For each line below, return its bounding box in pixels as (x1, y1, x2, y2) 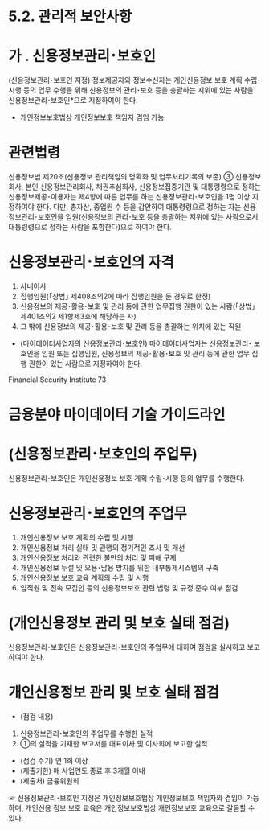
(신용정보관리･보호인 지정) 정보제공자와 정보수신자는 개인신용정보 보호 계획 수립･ (8, 76, 261, 85)
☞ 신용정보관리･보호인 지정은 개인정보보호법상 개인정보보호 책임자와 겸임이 (8, 793, 245, 803)
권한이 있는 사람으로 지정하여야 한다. (28, 359, 143, 368)
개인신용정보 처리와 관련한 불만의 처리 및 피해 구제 (19, 553, 177, 563)
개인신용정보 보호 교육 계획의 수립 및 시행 (19, 573, 149, 583)
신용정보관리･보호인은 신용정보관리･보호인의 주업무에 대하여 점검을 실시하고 (8, 643, 246, 651)
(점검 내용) (19, 711, 54, 721)
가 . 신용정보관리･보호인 (8, 47, 157, 65)
